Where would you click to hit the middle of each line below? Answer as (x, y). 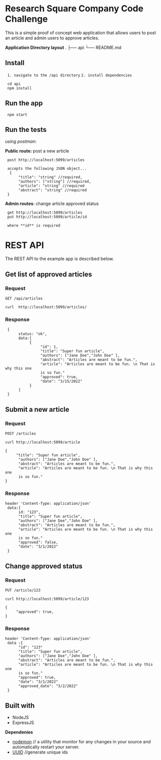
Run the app (24, 103)
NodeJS (20, 718)
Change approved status (44, 566)
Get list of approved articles (48, 274)
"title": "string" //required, (50, 177)
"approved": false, (38, 542)
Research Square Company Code (74, 9)
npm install (19, 88)
